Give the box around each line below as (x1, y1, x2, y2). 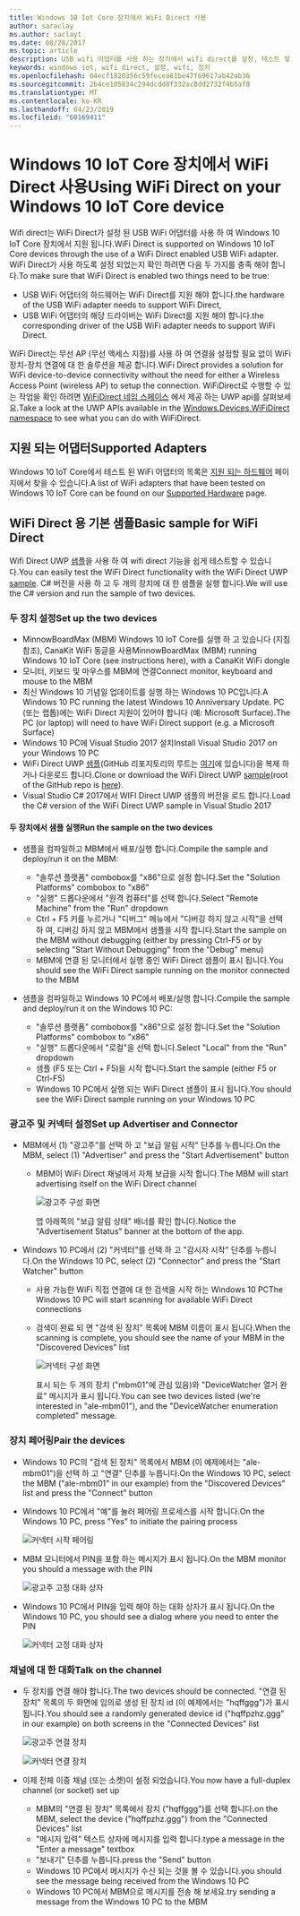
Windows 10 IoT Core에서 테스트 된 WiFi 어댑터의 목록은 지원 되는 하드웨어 (9, 466, 273, 477)
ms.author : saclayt (9, 30, 82, 39)
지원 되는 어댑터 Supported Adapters (9, 441, 208, 456)
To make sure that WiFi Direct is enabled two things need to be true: (18, 271, 270, 281)
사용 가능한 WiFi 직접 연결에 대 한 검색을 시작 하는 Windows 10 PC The (35, 1284, 284, 1295)
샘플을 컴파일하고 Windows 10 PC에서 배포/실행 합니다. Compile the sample (21, 993, 291, 1004)
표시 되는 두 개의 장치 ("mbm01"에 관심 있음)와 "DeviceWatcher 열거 (35, 1379, 279, 1390)
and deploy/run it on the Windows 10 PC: (21, 1003, 173, 1014)
